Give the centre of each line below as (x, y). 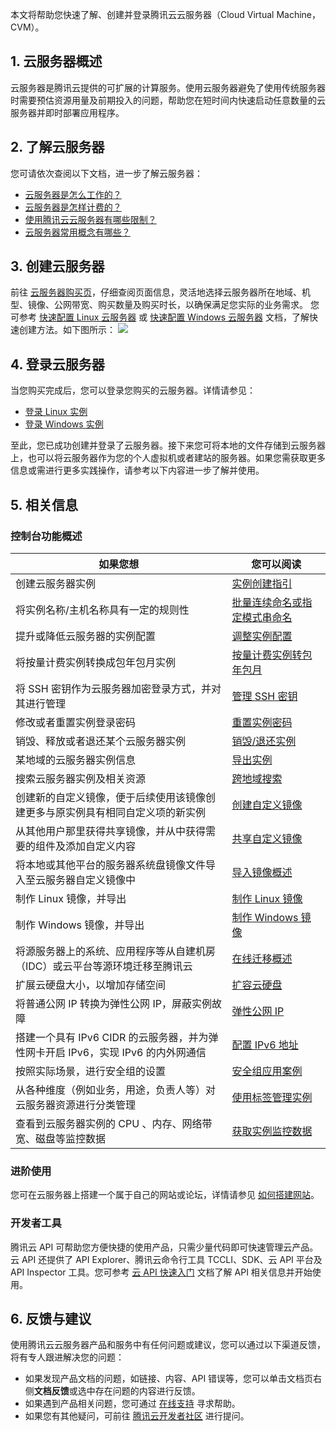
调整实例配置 (262, 636)
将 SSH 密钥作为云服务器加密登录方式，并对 (118, 688)
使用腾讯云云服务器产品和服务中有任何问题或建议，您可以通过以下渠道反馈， (168, 1345)
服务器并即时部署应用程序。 (67, 112)
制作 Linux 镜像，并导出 (71, 898)
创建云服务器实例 (56, 583)
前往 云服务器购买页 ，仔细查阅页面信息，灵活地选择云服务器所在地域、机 (160, 292)
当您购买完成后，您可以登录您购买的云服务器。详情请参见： (133, 390)
